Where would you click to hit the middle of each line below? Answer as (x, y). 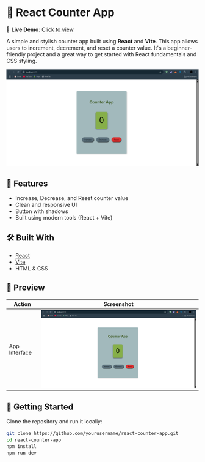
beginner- (180, 48)
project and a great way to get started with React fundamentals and (112, 54)
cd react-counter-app (34, 440)
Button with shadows (41, 211)
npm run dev (21, 453)
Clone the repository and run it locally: (54, 422)
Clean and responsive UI (46, 205)
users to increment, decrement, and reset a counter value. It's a (86, 48)
